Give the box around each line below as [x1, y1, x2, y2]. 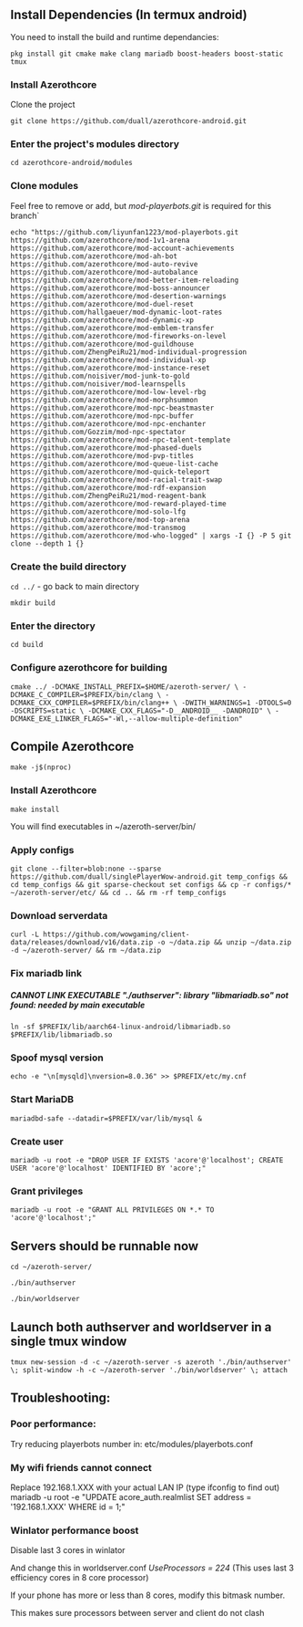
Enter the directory [10, 620, 96, 632]
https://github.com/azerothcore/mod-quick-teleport [10, 467, 210, 476]
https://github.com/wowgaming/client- [43, 930, 190, 939]
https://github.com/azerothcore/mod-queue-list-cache [10, 459, 219, 468]
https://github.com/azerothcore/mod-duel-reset [10, 299, 195, 308]
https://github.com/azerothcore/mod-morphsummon [10, 395, 198, 404]
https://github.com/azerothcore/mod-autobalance [10, 267, 198, 276]
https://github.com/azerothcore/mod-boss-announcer [10, 283, 210, 293]
